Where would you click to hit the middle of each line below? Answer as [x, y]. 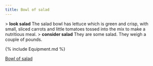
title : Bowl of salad [27, 10]
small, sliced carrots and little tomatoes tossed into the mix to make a [75, 29]
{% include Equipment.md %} [35, 49]
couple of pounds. [24, 39]
